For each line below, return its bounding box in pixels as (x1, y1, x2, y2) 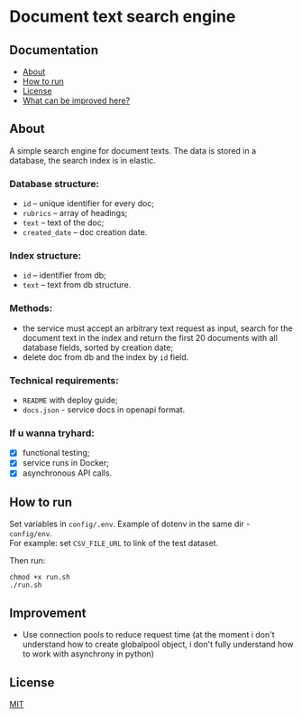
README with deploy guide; (22, 395, 119, 405)
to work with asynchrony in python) (22, 648, 155, 659)
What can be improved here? (22, 95, 131, 106)
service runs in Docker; (22, 458, 110, 468)
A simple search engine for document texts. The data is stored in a (9, 145, 257, 156)
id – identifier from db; (22, 269, 106, 281)
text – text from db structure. (22, 279, 132, 290)
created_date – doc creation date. (22, 227, 148, 238)
